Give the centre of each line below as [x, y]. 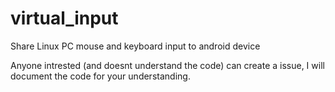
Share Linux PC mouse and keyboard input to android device [135, 46]
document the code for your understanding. [100, 76]
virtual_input [64, 18]
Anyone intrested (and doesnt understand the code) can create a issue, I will [167, 65]
